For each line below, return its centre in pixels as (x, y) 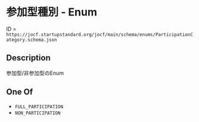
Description (28, 58)
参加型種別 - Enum (52, 12)
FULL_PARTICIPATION (39, 107)
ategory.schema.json (32, 40)
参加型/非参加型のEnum (35, 73)
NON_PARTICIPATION (38, 113)
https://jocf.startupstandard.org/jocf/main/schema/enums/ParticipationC (100, 34)
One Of (20, 92)
